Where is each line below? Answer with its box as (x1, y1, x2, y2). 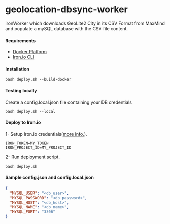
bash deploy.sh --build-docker (5, 77, 72, 82)
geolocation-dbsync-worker (5, 4, 128, 15)
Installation (5, 66, 29, 72)
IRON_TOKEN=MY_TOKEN (5, 141, 49, 146)
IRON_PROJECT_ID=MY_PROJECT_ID (5, 145, 72, 150)
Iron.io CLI (12, 54, 35, 60)
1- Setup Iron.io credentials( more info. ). (5, 131, 87, 137)
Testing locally (5, 87, 37, 93)
